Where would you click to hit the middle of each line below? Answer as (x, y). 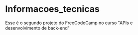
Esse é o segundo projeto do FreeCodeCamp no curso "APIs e (69, 23)
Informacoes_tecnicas (52, 9)
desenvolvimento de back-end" (37, 28)
